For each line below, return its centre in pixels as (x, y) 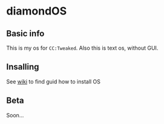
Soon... (15, 115)
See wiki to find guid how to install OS (54, 81)
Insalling (23, 67)
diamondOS (37, 11)
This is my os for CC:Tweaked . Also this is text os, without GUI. (82, 48)
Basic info (25, 34)
